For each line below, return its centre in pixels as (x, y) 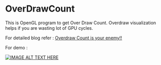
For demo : (16, 47)
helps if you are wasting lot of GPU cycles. (49, 28)
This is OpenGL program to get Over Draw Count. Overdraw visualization (81, 23)
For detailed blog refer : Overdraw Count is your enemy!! (64, 38)
